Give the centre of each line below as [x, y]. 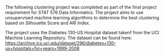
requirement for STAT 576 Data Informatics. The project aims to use [74, 12]
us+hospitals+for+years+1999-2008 [42, 48]
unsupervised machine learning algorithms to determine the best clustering [82, 18]
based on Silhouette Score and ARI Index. [48, 23]
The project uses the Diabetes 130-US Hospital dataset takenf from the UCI [82, 32]
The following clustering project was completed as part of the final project [81, 7]
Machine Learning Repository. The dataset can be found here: [69, 38]
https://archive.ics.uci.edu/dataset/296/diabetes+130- [61, 43]
